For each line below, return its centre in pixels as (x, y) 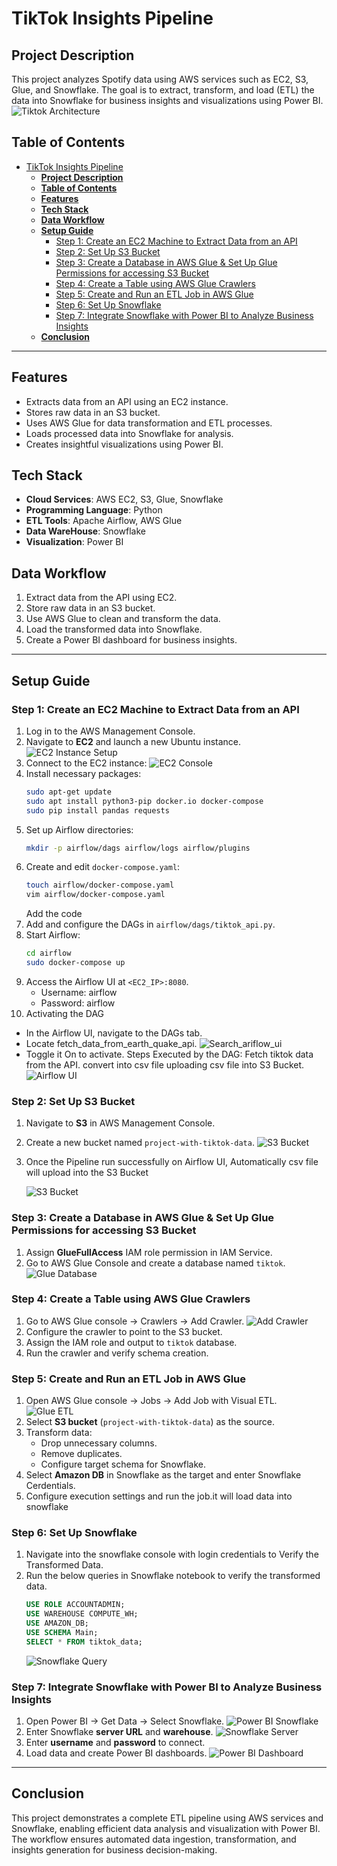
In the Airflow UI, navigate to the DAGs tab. (114, 1033)
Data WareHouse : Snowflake (85, 531)
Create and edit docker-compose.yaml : (103, 867)
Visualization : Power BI (74, 542)
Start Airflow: (53, 935)
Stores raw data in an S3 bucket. (93, 412)
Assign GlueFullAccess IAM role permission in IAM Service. (149, 1252)
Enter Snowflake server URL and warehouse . (119, 1732)
